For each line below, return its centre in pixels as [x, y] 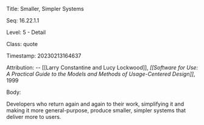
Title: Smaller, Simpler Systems [45, 9]
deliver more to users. [34, 117]
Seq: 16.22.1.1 [23, 20]
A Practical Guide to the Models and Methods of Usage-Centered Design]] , [101, 74]
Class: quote [22, 44]
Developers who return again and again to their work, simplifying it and [95, 104]
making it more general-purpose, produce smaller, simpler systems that [96, 110]
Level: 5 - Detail [26, 32]
